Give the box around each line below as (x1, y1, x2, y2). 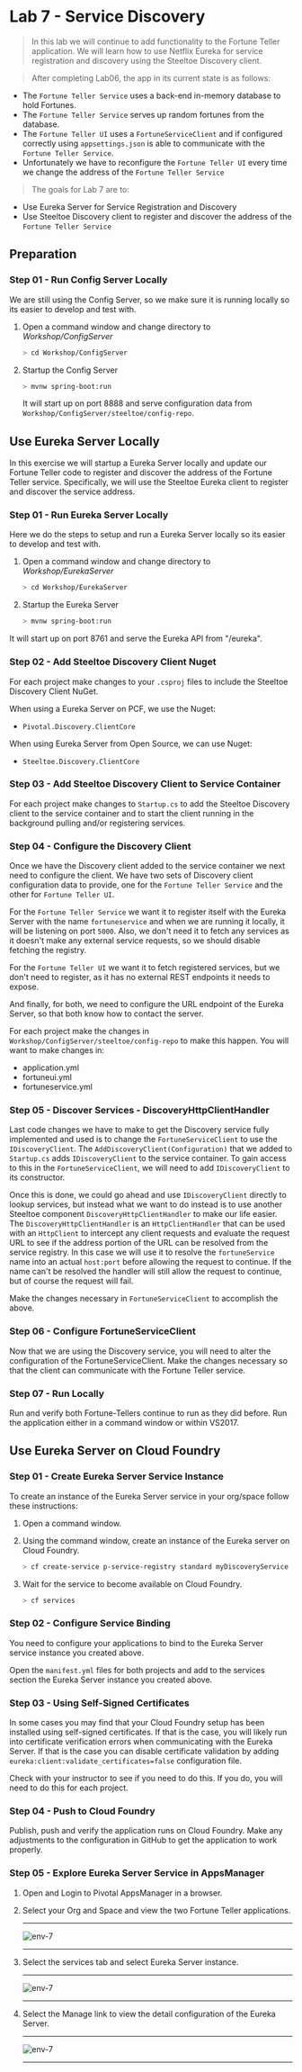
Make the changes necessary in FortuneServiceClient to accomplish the (9, 1293, 279, 1304)
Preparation (9, 247, 77, 262)
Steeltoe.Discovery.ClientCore (22, 757, 140, 766)
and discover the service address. (9, 486, 136, 497)
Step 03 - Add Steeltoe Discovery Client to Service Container (9, 778, 281, 790)
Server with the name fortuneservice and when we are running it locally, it (9, 916, 285, 927)
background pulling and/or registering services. (9, 817, 186, 828)
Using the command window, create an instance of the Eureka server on (22, 1535, 290, 1545)
